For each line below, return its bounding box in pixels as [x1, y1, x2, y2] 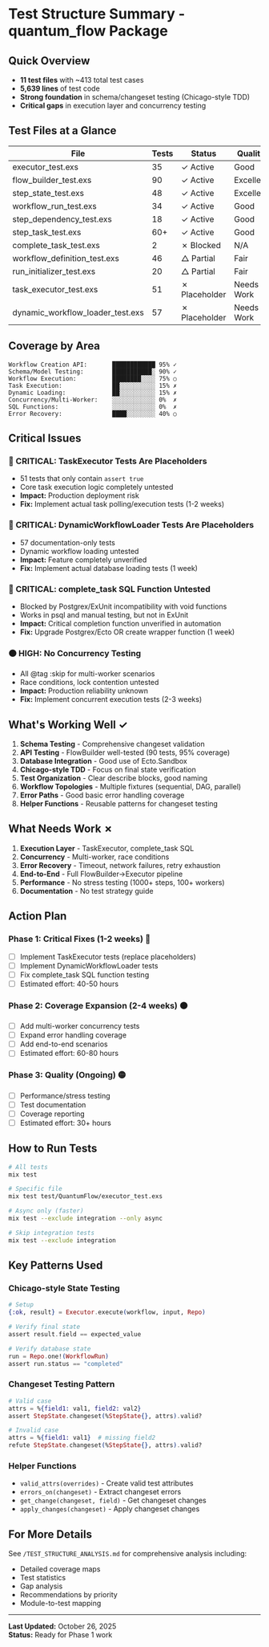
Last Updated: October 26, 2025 [8, 1621, 117, 1631]
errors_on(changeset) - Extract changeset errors [19, 1487, 182, 1497]
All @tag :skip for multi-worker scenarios [19, 669, 155, 679]
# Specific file [8, 1185, 62, 1193]
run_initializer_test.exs [12, 266, 96, 277]
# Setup [8, 1301, 34, 1309]
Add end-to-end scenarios [19, 1039, 108, 1049]
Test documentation [19, 1099, 86, 1109]
